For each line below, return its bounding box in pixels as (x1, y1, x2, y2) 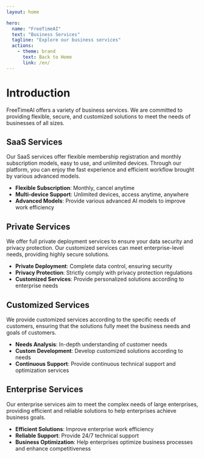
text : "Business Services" (12, 31, 80, 37)
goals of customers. (6, 329, 57, 336)
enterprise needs (15, 282, 58, 289)
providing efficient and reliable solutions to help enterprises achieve (6, 407, 177, 414)
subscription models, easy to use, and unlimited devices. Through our (6, 159, 181, 167)
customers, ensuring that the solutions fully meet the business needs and (6, 322, 191, 330)
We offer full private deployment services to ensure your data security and (6, 238, 194, 245)
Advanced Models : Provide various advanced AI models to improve (15, 197, 186, 205)
